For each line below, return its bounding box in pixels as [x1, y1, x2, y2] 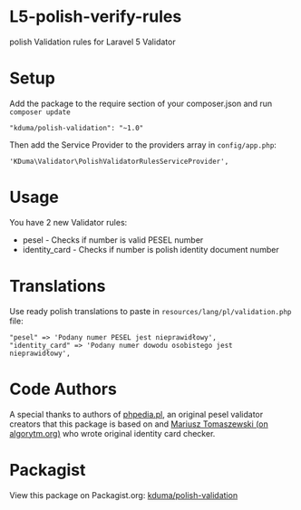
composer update [9, 107, 71, 117]
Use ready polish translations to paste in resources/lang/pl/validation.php [9, 305, 292, 316]
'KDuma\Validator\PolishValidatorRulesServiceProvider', [9, 157, 229, 166]
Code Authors [9, 379, 118, 399]
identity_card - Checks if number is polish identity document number [22, 244, 279, 255]
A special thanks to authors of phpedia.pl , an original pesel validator [9, 409, 264, 419]
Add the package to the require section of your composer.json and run [9, 98, 273, 109]
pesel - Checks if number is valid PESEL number [22, 234, 204, 245]
